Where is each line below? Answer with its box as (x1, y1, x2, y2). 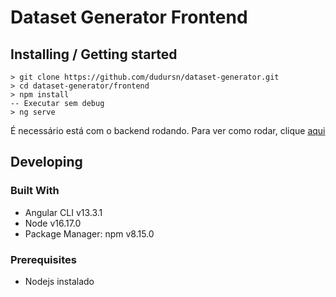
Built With (10, 184, 60, 198)
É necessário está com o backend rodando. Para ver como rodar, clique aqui (10, 125, 326, 136)
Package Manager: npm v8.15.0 (24, 227, 155, 240)
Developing (10, 154, 83, 171)
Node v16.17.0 (24, 217, 82, 229)
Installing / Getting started (10, 46, 178, 63)
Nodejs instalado (24, 275, 95, 287)
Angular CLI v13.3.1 (24, 206, 103, 218)
